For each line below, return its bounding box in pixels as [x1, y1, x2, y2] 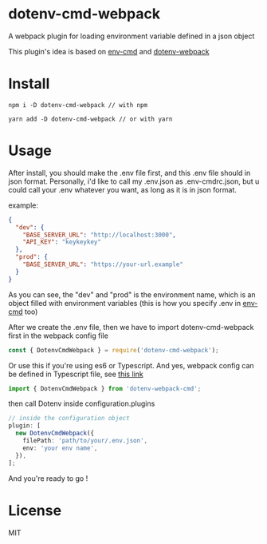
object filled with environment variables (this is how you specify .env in [8, 298, 241, 308]
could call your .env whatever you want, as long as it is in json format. [8, 185, 238, 194]
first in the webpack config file [8, 331, 109, 340]
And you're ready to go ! [8, 473, 88, 483]
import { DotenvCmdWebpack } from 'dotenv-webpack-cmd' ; [8, 384, 202, 392]
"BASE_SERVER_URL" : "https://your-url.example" [22, 260, 183, 268]
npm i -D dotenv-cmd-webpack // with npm [8, 101, 148, 109]
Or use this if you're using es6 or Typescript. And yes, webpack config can [8, 360, 254, 370]
